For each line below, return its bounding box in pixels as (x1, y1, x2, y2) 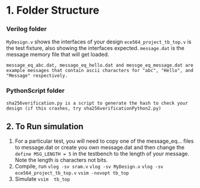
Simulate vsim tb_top (14, 175, 70, 182)
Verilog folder (6, 25, 47, 33)
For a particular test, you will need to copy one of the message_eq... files (14, 137, 194, 145)
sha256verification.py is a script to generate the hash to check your (6, 100, 188, 106)
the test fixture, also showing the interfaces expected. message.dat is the (6, 45, 185, 52)
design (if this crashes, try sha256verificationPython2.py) (6, 105, 162, 111)
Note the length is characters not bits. (14, 156, 108, 164)
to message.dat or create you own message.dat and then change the (14, 143, 185, 151)
